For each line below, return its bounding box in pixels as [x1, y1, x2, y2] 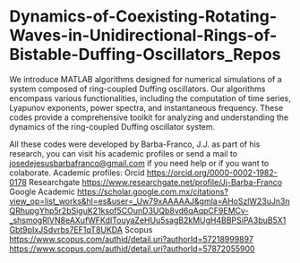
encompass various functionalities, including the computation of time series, [9, 92, 291, 104]
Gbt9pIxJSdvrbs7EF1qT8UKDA [9, 224, 124, 234]
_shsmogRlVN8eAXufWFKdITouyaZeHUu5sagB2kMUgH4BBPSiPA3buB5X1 [9, 215, 287, 225]
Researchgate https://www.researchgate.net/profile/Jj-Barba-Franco [28, 176, 283, 187]
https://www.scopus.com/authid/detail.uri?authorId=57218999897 [9, 233, 253, 244]
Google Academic [9, 186, 76, 197]
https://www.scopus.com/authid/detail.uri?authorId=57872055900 [9, 243, 255, 254]
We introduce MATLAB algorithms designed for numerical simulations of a [9, 73, 282, 84]
